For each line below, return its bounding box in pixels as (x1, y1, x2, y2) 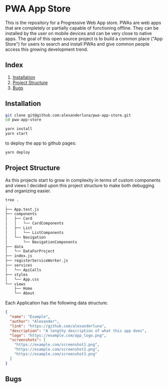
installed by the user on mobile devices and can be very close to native (5, 30, 152, 36)
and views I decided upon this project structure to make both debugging (5, 182, 154, 188)
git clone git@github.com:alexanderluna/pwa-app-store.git (5, 112, 131, 118)
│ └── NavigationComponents (5, 239, 78, 244)
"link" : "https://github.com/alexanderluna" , (10, 323, 107, 329)
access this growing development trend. (5, 46, 89, 52)
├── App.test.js (5, 207, 39, 212)
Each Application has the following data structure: (5, 300, 108, 306)
